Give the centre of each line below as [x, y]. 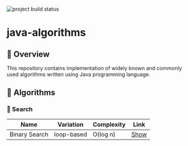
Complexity [109, 124]
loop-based [71, 134]
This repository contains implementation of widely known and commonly [94, 68]
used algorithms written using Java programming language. [79, 74]
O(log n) [104, 134]
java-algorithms [47, 33]
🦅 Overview [28, 54]
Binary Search [29, 134]
